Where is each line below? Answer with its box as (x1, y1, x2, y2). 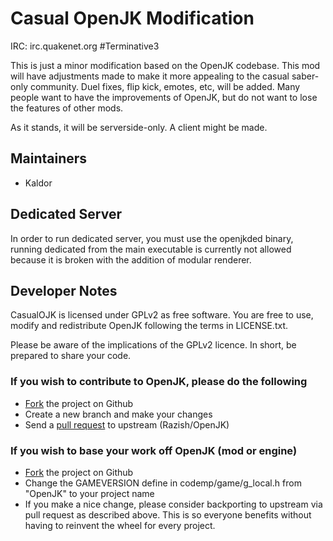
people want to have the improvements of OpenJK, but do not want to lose (10, 91, 318, 103)
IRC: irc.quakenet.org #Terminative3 (10, 40, 160, 52)
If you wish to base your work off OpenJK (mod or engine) (10, 443, 298, 457)
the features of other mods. (10, 102, 124, 114)
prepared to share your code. (10, 350, 132, 362)
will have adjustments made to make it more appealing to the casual (10, 70, 290, 82)
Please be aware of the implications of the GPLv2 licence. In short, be (10, 339, 297, 351)
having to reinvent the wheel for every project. (24, 519, 216, 531)
